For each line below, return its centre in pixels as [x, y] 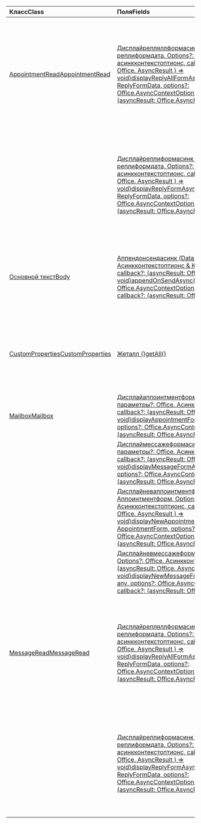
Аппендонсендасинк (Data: [156, 258]
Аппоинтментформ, [145, 499]
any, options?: [137, 583]
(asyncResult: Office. [146, 568]
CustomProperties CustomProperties [60, 354]
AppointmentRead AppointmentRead [60, 74]
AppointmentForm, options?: [157, 529]
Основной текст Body [40, 277]
